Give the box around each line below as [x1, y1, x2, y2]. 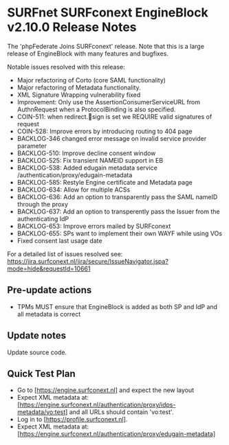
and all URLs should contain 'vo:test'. [69, 408, 174, 416]
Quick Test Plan [7, 367, 76, 379]
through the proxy [17, 200, 69, 208]
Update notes [7, 330, 67, 341]
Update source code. [7, 348, 67, 356]
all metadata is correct [17, 310, 81, 318]
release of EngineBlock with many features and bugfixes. [7, 49, 168, 58]
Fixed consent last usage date [17, 236, 102, 244]
